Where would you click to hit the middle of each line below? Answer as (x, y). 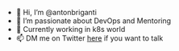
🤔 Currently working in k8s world (71, 29)
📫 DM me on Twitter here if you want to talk (89, 38)
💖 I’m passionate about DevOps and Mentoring (94, 21)
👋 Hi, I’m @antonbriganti (56, 12)
